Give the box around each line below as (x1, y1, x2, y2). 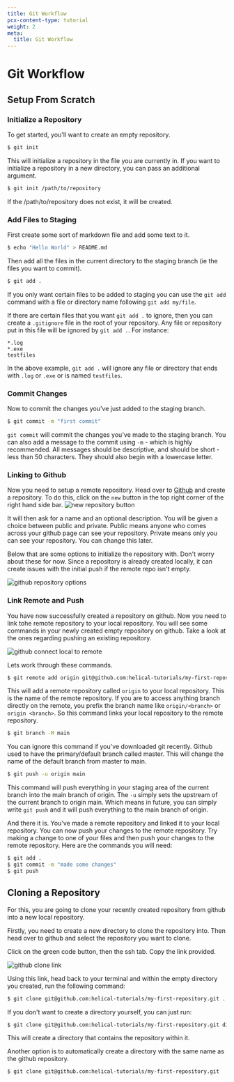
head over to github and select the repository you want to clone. (7, 934, 192, 942)
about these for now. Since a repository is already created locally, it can (7, 557, 212, 566)
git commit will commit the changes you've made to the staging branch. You (7, 430, 226, 439)
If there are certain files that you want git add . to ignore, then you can (7, 311, 213, 319)
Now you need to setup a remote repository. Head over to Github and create (7, 486, 226, 495)
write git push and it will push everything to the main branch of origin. (7, 805, 209, 814)
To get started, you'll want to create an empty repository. (7, 130, 171, 139)
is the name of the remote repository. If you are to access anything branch (7, 694, 221, 702)
